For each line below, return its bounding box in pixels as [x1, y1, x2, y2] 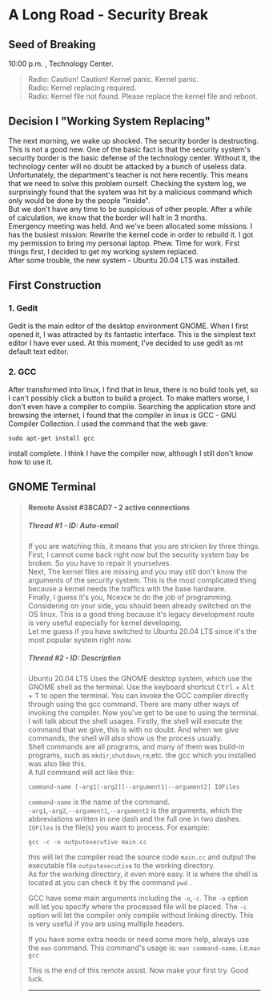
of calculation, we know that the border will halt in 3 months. [8, 213, 208, 222]
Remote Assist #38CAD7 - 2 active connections [27, 502, 191, 512]
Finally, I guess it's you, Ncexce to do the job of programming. [27, 592, 233, 602]
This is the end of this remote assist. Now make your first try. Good [27, 965, 249, 975]
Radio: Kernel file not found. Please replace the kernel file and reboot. [27, 91, 258, 101]
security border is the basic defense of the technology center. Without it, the [8, 152, 261, 162]
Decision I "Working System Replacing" [8, 115, 211, 128]
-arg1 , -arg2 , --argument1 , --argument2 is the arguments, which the [27, 805, 243, 815]
